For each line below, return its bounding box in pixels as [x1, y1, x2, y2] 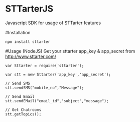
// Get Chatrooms [5, 107, 42, 112]
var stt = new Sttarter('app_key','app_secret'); [5, 72, 111, 77]
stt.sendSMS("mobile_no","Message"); [5, 85, 84, 90]
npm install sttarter [5, 39, 51, 44]
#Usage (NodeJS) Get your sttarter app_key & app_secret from [5, 48, 135, 54]
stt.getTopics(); [5, 111, 42, 116]
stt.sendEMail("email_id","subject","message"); [5, 98, 109, 103]
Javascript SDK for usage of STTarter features [5, 20, 101, 26]
